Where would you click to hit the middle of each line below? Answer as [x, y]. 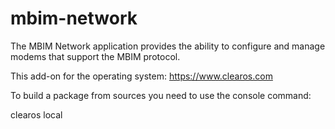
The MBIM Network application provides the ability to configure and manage [168, 46]
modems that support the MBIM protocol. [95, 56]
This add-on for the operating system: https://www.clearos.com [141, 76]
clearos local [36, 114]
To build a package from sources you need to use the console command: [161, 95]
